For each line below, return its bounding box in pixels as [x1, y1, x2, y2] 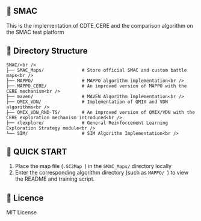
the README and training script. [14, 175, 95, 182]
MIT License [6, 209, 37, 216]
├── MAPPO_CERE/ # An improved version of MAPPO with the [6, 82, 187, 89]
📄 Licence [6, 193, 44, 203]
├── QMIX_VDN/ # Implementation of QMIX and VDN [6, 99, 169, 105]
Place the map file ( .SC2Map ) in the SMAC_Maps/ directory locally [14, 163, 172, 170]
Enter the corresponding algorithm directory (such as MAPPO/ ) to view [14, 169, 188, 176]
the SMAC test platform [6, 28, 64, 36]
